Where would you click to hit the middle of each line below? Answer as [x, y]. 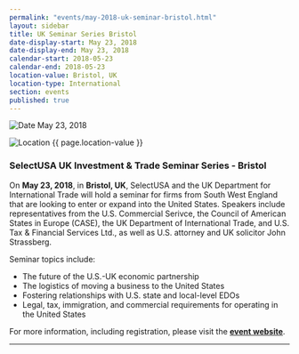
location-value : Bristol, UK [63, 76]
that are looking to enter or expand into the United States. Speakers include [147, 204]
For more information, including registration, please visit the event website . [147, 331]
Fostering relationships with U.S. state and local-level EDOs [131, 295]
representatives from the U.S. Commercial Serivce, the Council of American [148, 213]
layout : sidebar [39, 26]
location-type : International [65, 84]
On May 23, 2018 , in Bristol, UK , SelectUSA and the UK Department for [140, 185]
